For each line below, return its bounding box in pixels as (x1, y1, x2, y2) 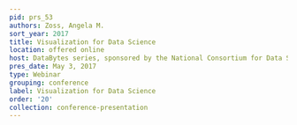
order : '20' (9, 94, 53, 104)
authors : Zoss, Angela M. (9, 21, 104, 30)
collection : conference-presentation (9, 103, 148, 112)
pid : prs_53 (9, 12, 53, 22)
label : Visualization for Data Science (9, 86, 156, 95)
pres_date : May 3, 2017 (9, 62, 97, 71)
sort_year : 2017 (9, 29, 69, 38)
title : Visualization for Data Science (9, 37, 156, 47)
